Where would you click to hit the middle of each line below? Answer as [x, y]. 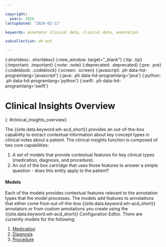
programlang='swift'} [27, 86]
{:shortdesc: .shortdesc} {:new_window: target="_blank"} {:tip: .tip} [74, 60]
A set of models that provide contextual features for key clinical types [83, 155]
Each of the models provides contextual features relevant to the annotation [81, 193]
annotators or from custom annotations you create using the [66, 209]
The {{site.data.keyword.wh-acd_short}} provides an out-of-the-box [75, 129]
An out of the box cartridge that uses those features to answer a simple [85, 165]
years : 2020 [22, 19]
